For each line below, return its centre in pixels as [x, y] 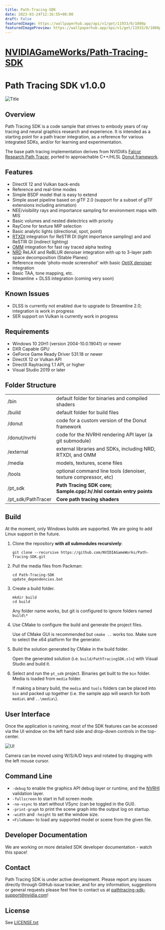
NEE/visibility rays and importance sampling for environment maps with [84, 210]
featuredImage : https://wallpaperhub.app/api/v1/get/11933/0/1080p [76, 23]
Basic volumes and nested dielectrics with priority [63, 221]
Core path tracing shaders [88, 499]
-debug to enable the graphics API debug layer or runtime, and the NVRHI [86, 788]
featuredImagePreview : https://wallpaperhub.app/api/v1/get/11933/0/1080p [83, 28]
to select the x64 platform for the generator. [57, 640]
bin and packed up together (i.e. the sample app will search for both [81, 694]
